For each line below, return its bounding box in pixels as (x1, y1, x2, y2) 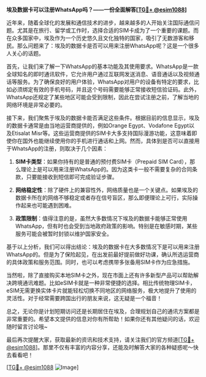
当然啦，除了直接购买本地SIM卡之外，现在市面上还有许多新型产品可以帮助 (6, 271, 194, 279)
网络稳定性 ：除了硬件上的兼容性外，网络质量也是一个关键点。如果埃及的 (15, 187, 198, 193)
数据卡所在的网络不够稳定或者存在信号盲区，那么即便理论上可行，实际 (15, 194, 193, 201)
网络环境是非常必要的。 (6, 101, 66, 108)
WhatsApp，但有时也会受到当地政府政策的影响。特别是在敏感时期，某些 (15, 222, 198, 230)
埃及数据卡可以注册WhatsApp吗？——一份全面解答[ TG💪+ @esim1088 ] (6, 6, 187, 13)
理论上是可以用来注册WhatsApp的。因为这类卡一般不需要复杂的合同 (20, 166, 193, 173)
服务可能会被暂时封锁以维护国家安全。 (15, 230, 112, 237)
